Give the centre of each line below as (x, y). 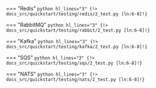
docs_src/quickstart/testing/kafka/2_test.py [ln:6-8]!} (77, 47)
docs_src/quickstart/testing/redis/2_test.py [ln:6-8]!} (77, 14)
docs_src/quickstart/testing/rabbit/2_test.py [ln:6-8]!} (78, 30)
